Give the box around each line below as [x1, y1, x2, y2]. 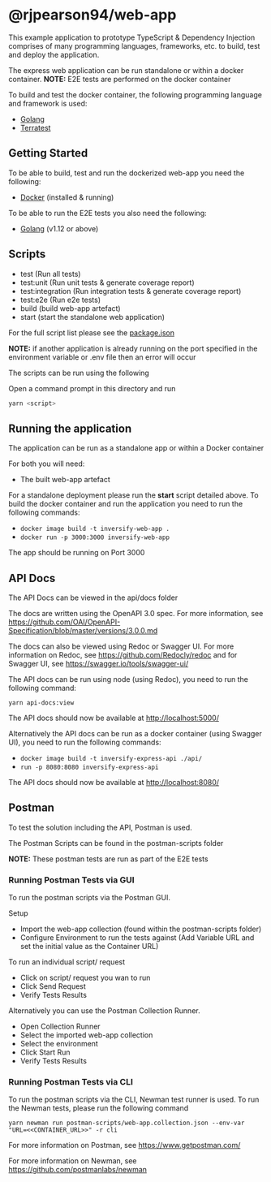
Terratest [19, 123, 51, 132]
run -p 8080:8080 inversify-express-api [19, 763, 159, 772]
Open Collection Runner [19, 1021, 101, 1032]
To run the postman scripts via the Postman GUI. [8, 893, 171, 903]
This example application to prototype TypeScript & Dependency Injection [8, 32, 256, 42]
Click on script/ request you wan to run [19, 973, 151, 983]
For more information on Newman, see [8, 1156, 137, 1166]
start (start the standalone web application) [19, 312, 165, 321]
